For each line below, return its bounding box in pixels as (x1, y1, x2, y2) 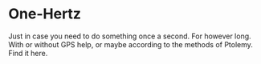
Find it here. (8, 48, 48, 58)
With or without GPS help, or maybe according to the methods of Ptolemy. (8, 39, 253, 49)
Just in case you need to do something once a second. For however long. (8, 31, 251, 41)
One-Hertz (8, 5, 82, 23)
